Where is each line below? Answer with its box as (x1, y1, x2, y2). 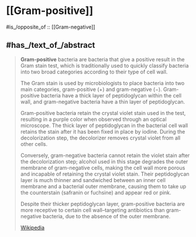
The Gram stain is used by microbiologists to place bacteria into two (20, 79, 185, 86)
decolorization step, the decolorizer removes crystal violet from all (20, 134, 181, 141)
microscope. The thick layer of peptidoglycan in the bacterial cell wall (20, 121, 188, 129)
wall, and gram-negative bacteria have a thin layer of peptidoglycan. (20, 98, 185, 105)
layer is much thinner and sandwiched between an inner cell (20, 176, 166, 183)
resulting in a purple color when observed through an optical (20, 116, 167, 123)
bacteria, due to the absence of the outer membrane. (43, 212, 171, 219)
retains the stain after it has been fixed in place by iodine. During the (20, 128, 185, 135)
